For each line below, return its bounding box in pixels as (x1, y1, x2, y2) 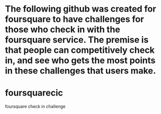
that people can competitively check (5, 45, 155, 56)
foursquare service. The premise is (5, 34, 149, 46)
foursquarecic (5, 87, 63, 98)
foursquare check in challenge (5, 103, 66, 110)
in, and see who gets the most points (5, 55, 156, 66)
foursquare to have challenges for (5, 14, 144, 25)
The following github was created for (5, 3, 156, 15)
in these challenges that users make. (5, 65, 156, 76)
